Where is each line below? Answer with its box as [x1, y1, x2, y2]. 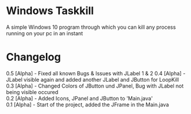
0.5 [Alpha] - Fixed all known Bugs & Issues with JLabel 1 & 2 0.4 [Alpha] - [6, 69, 186, 77]
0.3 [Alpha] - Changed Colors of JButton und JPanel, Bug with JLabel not [6, 82, 184, 89]
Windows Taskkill [6, 4, 94, 18]
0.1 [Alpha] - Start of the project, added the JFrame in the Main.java [6, 101, 169, 108]
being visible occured [6, 88, 59, 95]
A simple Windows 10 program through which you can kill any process [6, 24, 176, 31]
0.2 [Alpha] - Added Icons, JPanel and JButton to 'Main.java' [6, 95, 153, 102]
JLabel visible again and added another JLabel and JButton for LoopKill [6, 76, 179, 83]
